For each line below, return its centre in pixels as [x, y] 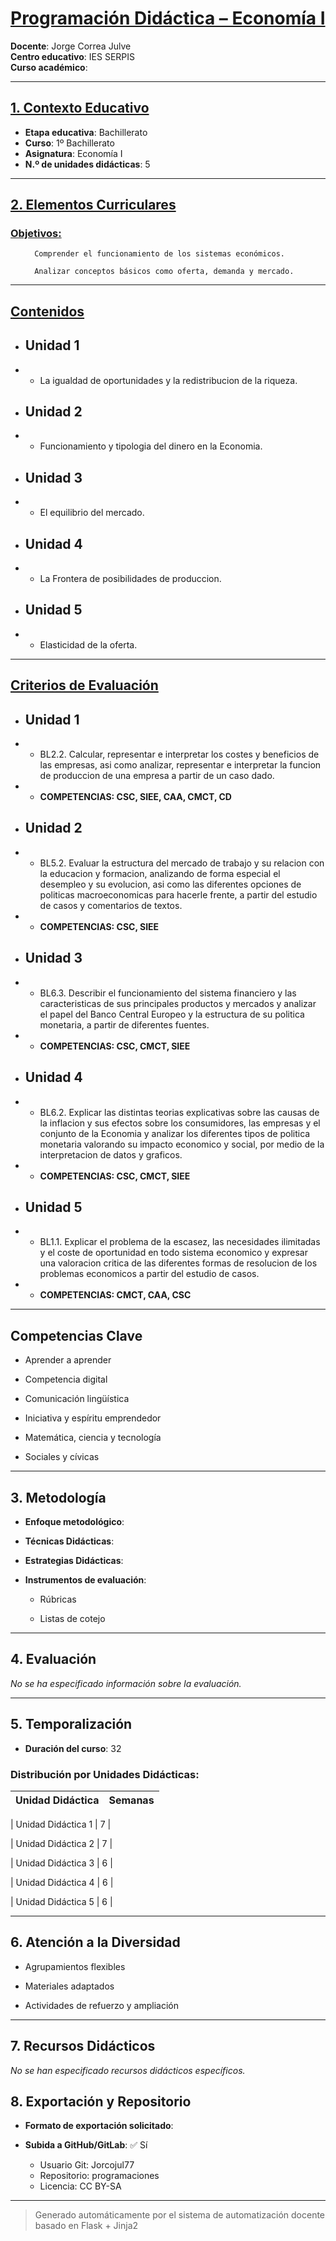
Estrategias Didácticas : [74, 1560]
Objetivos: [36, 234]
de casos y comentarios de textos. [111, 905]
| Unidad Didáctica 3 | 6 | [61, 1863]
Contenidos [47, 311]
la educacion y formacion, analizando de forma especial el [160, 873]
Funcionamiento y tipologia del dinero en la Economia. [151, 446]
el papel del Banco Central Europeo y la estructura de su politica [172, 1014]
